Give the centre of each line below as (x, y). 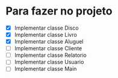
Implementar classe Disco (46, 28)
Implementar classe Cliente (48, 48)
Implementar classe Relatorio (50, 55)
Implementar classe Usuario (49, 62)
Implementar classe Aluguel (49, 42)
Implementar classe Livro (46, 35)
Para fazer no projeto (59, 11)
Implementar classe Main (45, 69)
